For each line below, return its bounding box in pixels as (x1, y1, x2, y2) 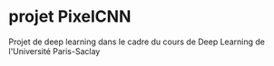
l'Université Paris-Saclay (8, 45, 101, 56)
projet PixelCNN (8, 6, 132, 27)
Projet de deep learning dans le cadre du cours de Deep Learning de (8, 36, 265, 47)
